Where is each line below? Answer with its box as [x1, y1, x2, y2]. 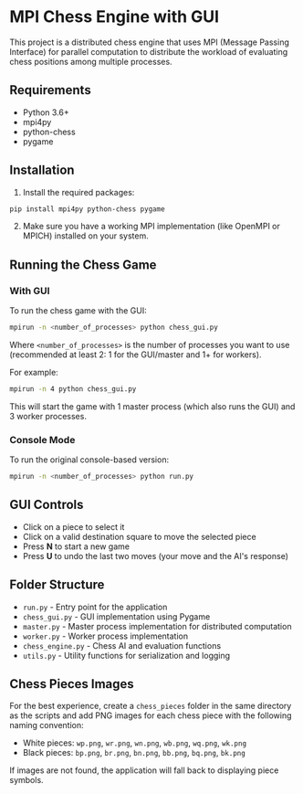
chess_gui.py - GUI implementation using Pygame [22, 610, 211, 622]
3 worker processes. [9, 410, 87, 421]
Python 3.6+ [22, 107, 70, 118]
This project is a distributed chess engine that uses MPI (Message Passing [9, 37, 290, 48]
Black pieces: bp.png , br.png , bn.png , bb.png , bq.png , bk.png [22, 747, 246, 758]
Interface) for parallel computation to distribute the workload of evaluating [9, 46, 288, 57]
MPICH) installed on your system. [22, 230, 149, 241]
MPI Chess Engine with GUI [9, 6, 220, 27]
